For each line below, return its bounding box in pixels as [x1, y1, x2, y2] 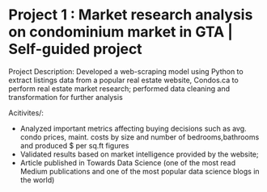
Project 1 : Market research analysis [8, 6, 253, 24]
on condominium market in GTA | [8, 23, 233, 41]
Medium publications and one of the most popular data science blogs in [19, 166, 261, 176]
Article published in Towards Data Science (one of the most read [19, 157, 236, 167]
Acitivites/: [8, 107, 44, 118]
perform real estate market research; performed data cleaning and [8, 83, 231, 94]
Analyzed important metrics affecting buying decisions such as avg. [19, 123, 247, 133]
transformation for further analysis [8, 92, 123, 102]
